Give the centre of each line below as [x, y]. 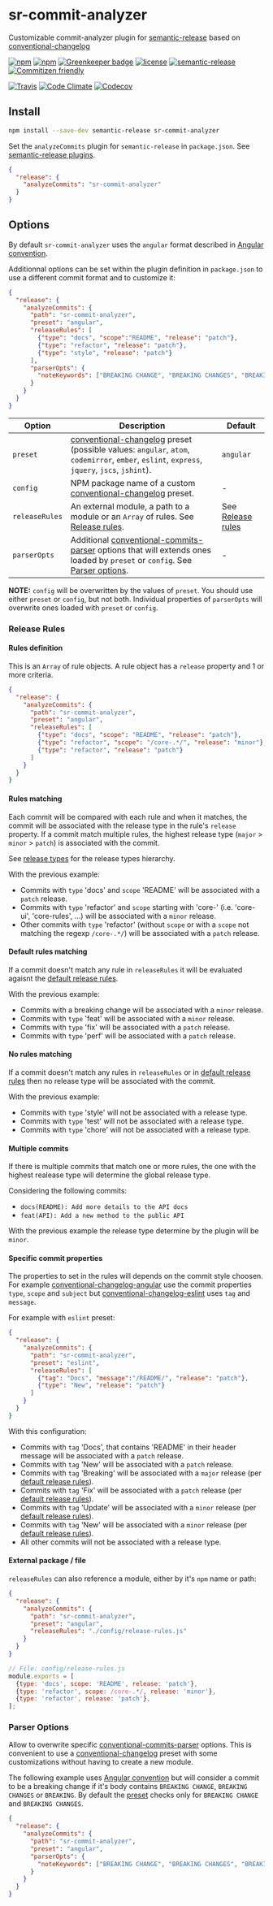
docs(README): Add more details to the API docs [104, 1207]
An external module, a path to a [130, 506]
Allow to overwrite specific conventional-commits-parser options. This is [130, 1745]
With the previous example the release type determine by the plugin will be [134, 1231]
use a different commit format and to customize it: [92, 277]
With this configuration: [48, 1431]
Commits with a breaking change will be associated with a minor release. [142, 1010]
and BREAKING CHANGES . [46, 1804]
